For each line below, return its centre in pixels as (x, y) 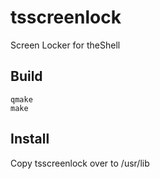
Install (30, 139)
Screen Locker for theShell (65, 45)
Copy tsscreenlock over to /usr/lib (80, 163)
